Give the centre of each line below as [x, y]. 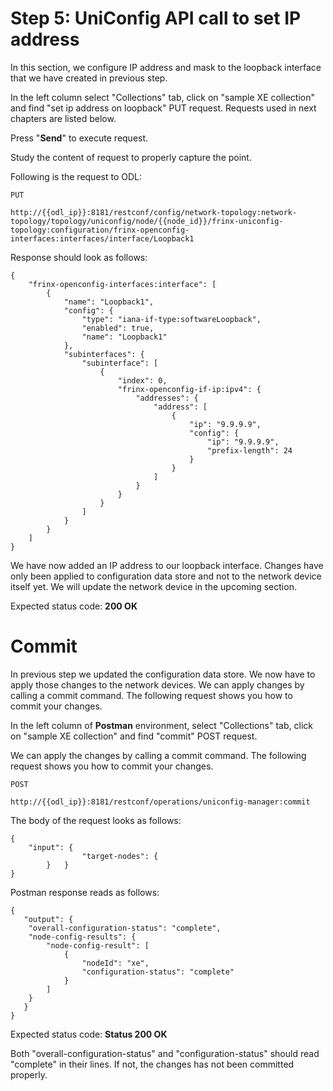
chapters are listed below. [63, 118]
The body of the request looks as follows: [96, 820]
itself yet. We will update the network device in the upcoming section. [153, 586]
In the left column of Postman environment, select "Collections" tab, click [161, 725]
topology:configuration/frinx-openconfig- [100, 230]
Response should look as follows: [79, 257]
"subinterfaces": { [104, 354]
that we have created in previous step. [89, 78]
